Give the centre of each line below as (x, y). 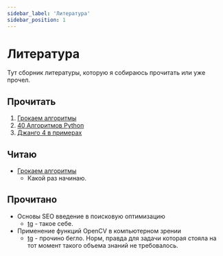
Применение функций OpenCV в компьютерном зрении (99, 231)
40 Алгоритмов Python (50, 126)
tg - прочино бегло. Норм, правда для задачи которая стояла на (122, 238)
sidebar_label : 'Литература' (49, 13)
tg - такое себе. (50, 223)
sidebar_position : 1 (37, 20)
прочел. (19, 80)
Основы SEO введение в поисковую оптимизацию (91, 216)
